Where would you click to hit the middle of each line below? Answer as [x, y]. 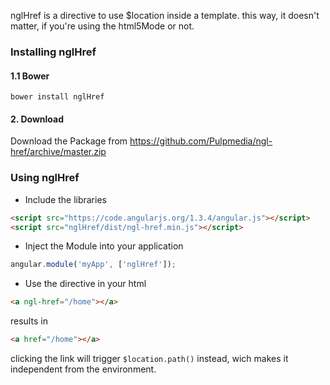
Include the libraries [65, 199]
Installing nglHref [53, 52]
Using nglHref [45, 178]
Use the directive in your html [85, 284]
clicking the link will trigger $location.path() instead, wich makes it [149, 358]
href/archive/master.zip [58, 152]
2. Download [37, 119]
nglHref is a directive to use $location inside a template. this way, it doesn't [165, 15]
